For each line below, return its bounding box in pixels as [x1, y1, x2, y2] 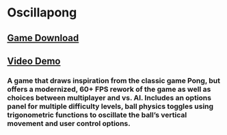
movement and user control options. [7, 119, 131, 128]
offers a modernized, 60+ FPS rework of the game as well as [7, 84, 211, 94]
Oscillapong [7, 5, 77, 21]
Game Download [7, 32, 79, 44]
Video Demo [7, 55, 61, 66]
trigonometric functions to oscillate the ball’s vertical [7, 110, 187, 119]
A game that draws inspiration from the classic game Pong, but [7, 75, 221, 85]
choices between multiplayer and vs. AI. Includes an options [7, 93, 212, 102]
